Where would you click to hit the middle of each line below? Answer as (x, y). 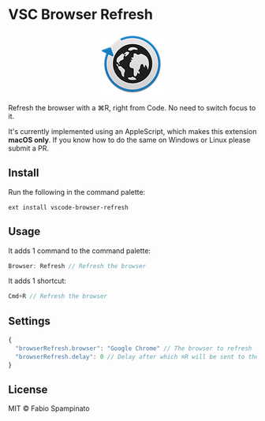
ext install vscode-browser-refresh (68, 207)
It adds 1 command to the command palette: (80, 251)
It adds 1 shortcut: (37, 281)
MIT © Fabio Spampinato (49, 408)
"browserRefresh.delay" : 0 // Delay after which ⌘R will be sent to (130, 356)
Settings (30, 321)
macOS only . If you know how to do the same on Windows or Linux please (129, 140)
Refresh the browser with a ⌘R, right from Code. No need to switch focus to (132, 107)
